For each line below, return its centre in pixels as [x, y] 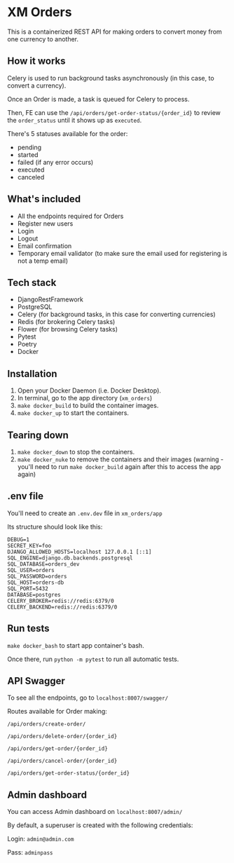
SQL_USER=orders [31, 570]
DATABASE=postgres [34, 594]
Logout [28, 238]
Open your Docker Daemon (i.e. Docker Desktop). [89, 390]
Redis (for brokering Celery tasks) [66, 322]
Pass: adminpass [30, 852]
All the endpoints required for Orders [70, 216]
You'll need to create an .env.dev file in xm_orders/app [85, 513]
